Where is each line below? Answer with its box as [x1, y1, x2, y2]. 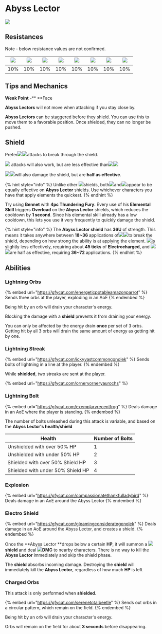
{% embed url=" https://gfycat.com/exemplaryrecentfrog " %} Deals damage [5, 403, 157, 409]
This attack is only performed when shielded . [5, 590, 96, 596]
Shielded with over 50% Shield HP [7, 459, 86, 466]
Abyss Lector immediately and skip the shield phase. [5, 552, 112, 558]
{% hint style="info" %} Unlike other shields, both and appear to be [5, 182, 152, 188]
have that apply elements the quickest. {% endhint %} [5, 192, 113, 198]
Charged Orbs [5, 579, 39, 586]
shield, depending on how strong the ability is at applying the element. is [5, 238, 155, 244]
